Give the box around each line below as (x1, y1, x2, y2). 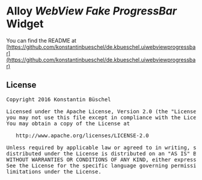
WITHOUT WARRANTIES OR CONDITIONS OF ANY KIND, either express (6, 156, 197, 163)
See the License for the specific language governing (6, 162, 168, 169)
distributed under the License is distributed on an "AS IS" (6, 150, 191, 157)
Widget (6, 17, 44, 31)
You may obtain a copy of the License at (6, 120, 130, 127)
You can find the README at (6, 37, 77, 44)
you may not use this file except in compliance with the (6, 114, 181, 121)
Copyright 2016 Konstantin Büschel (6, 96, 111, 103)
